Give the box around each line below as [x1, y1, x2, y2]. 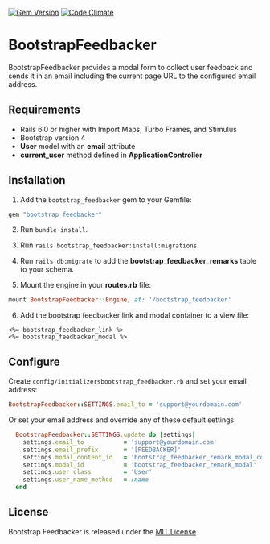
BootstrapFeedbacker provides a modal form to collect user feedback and [8, 62, 253, 72]
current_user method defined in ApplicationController [19, 150, 203, 160]
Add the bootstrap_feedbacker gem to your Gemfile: [19, 194, 192, 205]
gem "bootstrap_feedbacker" [8, 210, 103, 218]
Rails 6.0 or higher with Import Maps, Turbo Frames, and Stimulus [19, 124, 237, 134]
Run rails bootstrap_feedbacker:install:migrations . [19, 240, 199, 250]
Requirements [8, 103, 80, 117]
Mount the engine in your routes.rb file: [19, 280, 152, 290]
